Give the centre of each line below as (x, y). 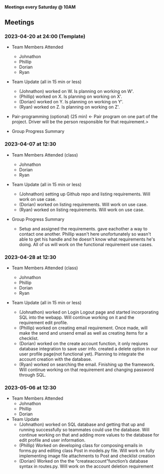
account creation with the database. (55, 359)
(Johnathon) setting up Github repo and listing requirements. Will (85, 194)
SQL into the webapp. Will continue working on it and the (77, 317)
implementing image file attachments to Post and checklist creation (87, 456)
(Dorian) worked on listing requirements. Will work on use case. (83, 204)
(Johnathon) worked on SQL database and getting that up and (82, 425)
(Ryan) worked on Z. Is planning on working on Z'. (69, 107)
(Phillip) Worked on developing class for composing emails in (81, 445)
